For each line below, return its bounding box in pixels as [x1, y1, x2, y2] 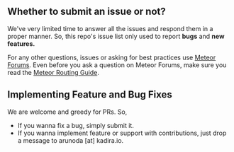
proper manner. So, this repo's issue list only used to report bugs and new [7, 32, 225, 40]
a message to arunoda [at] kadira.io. [17, 136, 124, 144]
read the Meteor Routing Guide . [7, 68, 99, 76]
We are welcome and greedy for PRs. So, [7, 107, 128, 116]
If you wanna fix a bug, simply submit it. [17, 121, 135, 129]
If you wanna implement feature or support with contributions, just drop [17, 129, 227, 137]
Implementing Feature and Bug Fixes [7, 88, 172, 101]
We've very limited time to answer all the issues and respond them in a [7, 24, 213, 33]
